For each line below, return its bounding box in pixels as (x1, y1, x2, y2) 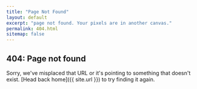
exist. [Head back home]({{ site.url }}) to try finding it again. (6, 76, 155, 83)
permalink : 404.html (6, 25, 59, 32)
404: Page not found (6, 54, 86, 64)
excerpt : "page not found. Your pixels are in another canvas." (6, 20, 172, 26)
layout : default (6, 14, 47, 20)
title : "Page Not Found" (6, 8, 69, 15)
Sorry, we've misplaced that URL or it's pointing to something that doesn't (6, 69, 191, 76)
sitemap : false (6, 31, 45, 37)
